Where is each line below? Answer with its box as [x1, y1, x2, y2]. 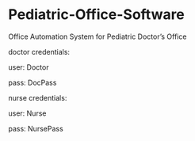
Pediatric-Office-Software [8, 6, 185, 24]
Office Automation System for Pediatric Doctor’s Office [8, 32, 187, 41]
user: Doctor [8, 62, 49, 72]
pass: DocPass [8, 78, 57, 87]
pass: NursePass [8, 124, 63, 133]
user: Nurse [8, 109, 47, 118]
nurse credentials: [8, 93, 67, 102]
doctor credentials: [8, 47, 70, 56]
